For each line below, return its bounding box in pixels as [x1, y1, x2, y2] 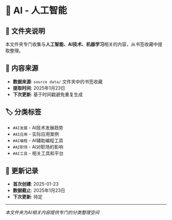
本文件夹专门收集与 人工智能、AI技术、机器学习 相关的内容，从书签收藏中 [5, 41, 158, 47]
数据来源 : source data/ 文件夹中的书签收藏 [12, 78, 103, 84]
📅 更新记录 [5, 167, 38, 175]
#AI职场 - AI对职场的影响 [12, 144, 63, 150]
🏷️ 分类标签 [5, 108, 42, 117]
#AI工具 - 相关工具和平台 [12, 150, 64, 156]
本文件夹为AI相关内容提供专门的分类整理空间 [5, 209, 100, 215]
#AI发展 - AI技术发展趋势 [12, 124, 63, 130]
